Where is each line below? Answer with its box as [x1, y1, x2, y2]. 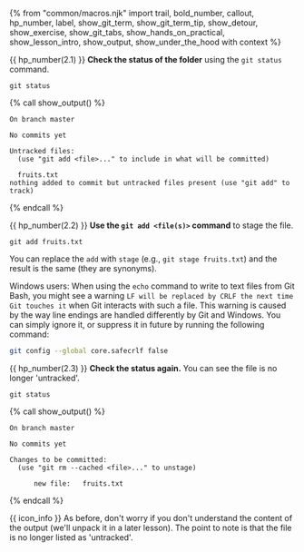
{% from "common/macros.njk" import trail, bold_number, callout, [9, 8, 255, 18]
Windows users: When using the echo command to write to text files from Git [9, 281, 295, 291]
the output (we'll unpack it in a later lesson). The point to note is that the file [9, 522, 292, 533]
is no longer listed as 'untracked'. [9, 531, 133, 543]
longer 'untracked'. [9, 372, 80, 383]
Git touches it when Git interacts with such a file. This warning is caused [9, 300, 287, 310]
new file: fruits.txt [33, 478, 124, 488]
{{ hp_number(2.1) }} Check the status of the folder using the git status [9, 54, 283, 64]
